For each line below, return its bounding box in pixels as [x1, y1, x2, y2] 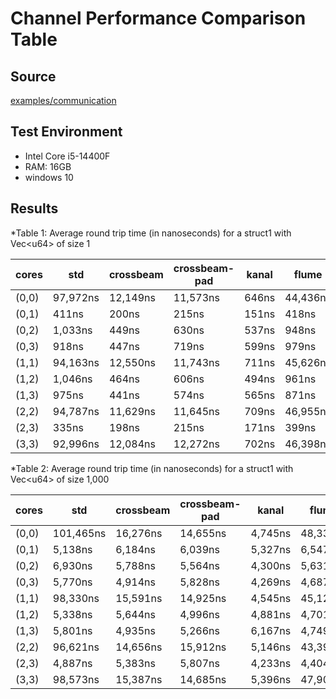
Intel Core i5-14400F [24, 150, 111, 162]
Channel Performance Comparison [10, 7, 307, 30]
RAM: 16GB [24, 160, 72, 172]
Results [10, 200, 59, 217]
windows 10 [24, 171, 74, 183]
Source [10, 68, 57, 85]
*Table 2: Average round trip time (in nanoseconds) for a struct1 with [10, 462, 294, 474]
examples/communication [10, 95, 117, 106]
